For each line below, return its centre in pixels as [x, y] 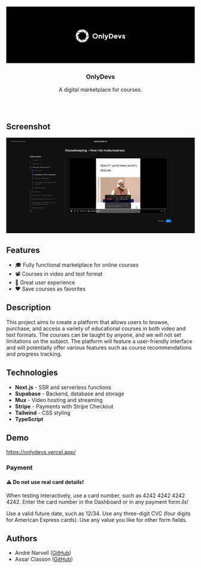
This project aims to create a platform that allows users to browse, [88, 322]
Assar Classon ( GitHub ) [44, 559]
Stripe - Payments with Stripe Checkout [64, 406]
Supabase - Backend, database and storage [69, 394]
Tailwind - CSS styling [42, 413]
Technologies [32, 373]
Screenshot [28, 126]
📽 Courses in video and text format [59, 274]
